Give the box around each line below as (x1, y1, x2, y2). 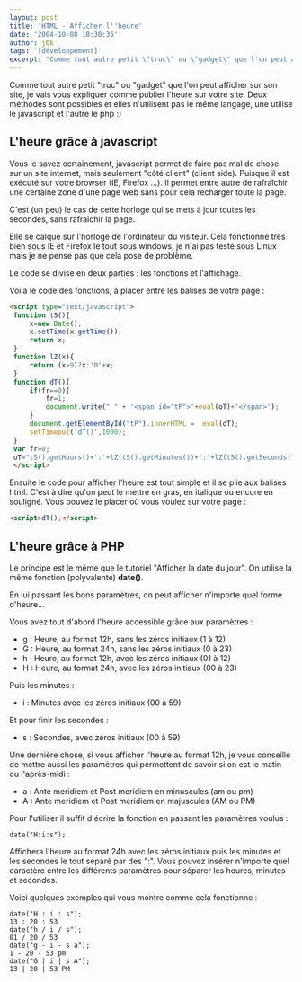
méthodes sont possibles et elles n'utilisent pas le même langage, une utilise (9, 99, 293, 109)
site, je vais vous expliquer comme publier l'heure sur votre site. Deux (9, 89, 268, 100)
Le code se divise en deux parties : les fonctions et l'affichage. (9, 267, 242, 279)
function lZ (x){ (13, 352, 75, 362)
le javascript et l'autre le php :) (9, 109, 122, 119)
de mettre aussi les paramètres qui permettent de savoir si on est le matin (9, 759, 282, 769)
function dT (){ (13, 377, 70, 386)
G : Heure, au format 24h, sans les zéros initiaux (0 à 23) (22, 643, 233, 654)
